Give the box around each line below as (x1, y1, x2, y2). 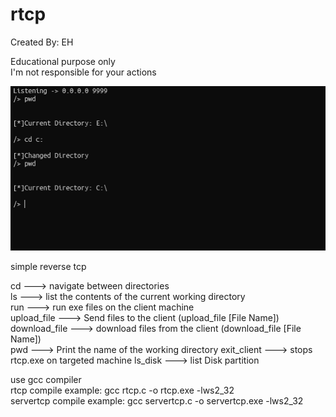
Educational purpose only (10, 55, 116, 67)
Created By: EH (10, 36, 74, 48)
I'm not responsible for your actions (10, 66, 157, 78)
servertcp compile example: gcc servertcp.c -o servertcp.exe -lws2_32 (10, 394, 304, 407)
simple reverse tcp (10, 260, 87, 272)
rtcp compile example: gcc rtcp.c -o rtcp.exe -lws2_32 (10, 384, 235, 396)
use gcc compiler (10, 373, 82, 385)
